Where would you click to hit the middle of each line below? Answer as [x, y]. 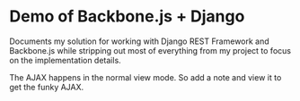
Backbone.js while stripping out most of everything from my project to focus [150, 50]
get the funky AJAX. [47, 87]
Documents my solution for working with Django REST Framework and [139, 41]
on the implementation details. [65, 60]
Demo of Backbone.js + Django [127, 17]
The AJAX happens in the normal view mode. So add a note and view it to [146, 77]
